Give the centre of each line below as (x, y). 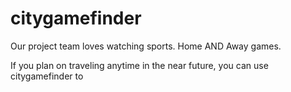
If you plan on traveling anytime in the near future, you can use (139, 65)
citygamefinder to (47, 76)
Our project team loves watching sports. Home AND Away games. (146, 46)
